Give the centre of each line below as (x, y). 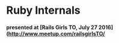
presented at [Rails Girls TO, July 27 (52, 27)
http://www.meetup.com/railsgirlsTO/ (56, 33)
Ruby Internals (43, 10)
